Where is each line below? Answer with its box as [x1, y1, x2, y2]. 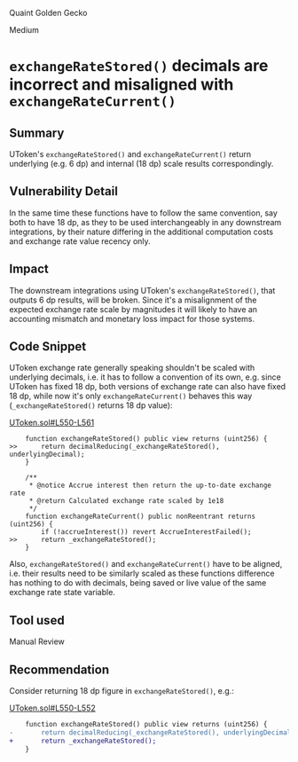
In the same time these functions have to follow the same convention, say [9, 208, 278, 218]
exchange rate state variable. [9, 587, 115, 598]
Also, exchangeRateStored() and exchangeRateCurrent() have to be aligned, [9, 559, 283, 570]
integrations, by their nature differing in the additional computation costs [9, 226, 273, 237]
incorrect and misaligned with [9, 75, 234, 95]
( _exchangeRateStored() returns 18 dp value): [9, 400, 173, 411]
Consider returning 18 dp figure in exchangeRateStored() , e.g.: [9, 686, 235, 696]
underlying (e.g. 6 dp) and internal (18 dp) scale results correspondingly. [9, 159, 274, 169]
